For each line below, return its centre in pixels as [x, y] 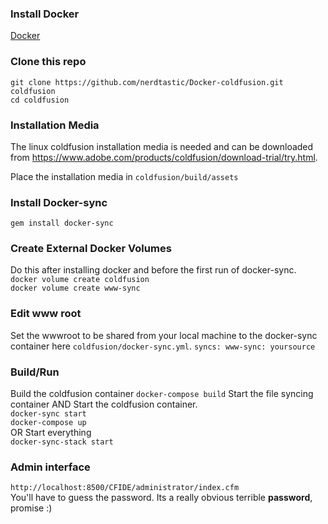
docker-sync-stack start [62, 442]
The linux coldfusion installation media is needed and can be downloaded [162, 146]
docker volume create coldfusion [80, 280]
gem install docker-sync [62, 223]
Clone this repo [48, 62]
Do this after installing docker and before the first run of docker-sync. [153, 270]
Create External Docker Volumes [91, 249]
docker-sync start [48, 414]
